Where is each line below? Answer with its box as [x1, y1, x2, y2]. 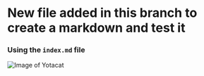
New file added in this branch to [7, 5, 198, 21]
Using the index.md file [7, 45, 85, 55]
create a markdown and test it [7, 20, 186, 36]
